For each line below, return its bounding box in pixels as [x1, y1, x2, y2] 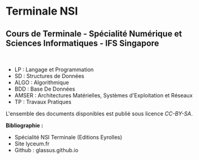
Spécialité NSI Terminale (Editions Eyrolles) [14, 134, 123, 141]
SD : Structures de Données [14, 72, 84, 80]
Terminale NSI [5, 4, 78, 18]
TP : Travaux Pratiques [14, 99, 72, 105]
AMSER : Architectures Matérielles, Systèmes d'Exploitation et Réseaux [14, 92, 193, 99]
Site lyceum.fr [14, 140, 50, 147]
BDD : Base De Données [14, 85, 75, 92]
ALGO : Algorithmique [14, 79, 69, 86]
